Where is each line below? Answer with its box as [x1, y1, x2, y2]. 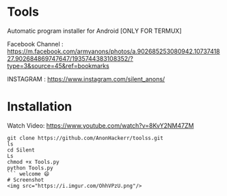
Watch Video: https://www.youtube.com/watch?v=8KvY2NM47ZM [7, 121, 194, 130]
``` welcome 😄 [7, 170, 50, 178]
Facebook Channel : [7, 40, 64, 48]
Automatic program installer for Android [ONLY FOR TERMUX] [7, 27, 182, 35]
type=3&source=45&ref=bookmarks [7, 61, 109, 70]
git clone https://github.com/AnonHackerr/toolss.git [7, 135, 164, 141]
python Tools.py [7, 165, 53, 171]
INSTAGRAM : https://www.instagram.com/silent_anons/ [7, 74, 165, 83]
